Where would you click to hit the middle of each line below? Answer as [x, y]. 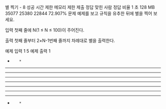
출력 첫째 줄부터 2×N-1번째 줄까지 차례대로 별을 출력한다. [60, 40]
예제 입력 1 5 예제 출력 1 [28, 51]
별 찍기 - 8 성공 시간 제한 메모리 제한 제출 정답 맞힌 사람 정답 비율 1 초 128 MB [80, 7]
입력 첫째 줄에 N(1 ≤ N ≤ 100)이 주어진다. [45, 30]
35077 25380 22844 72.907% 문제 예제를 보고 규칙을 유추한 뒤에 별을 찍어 [79, 13]
